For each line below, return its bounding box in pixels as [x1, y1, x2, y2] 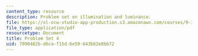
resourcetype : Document [6, 30, 65, 36]
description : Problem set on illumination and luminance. [6, 14, 151, 20]
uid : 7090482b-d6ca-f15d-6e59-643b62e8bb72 [6, 41, 115, 47]
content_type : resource [6, 8, 65, 15]
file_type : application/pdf [6, 24, 75, 31]
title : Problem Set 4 [6, 36, 60, 41]
